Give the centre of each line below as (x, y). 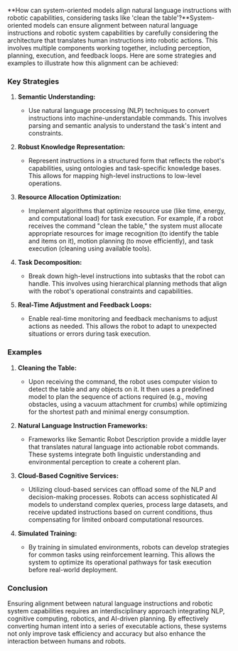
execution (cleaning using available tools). (90, 248)
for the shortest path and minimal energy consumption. (109, 412)
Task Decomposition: (50, 263)
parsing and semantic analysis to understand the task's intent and (125, 126)
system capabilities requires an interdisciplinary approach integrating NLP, (116, 611)
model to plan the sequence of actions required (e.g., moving (118, 396)
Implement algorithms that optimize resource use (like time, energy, (127, 211)
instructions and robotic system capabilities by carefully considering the (113, 33)
